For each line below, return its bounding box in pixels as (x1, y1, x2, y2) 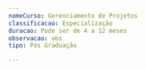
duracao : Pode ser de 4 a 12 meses (8, 26, 128, 34)
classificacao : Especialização (8, 19, 113, 27)
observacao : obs (8, 34, 63, 43)
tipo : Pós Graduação (8, 42, 78, 50)
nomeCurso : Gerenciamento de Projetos (8, 11, 138, 20)
